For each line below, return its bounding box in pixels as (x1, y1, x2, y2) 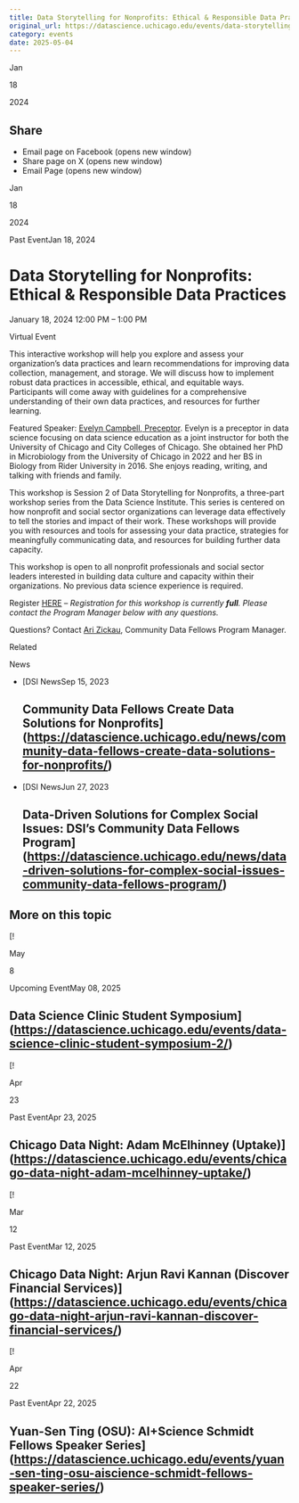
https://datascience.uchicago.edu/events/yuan (13, 1451, 285, 1466)
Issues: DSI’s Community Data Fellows (21, 821, 240, 836)
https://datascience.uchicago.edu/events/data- (13, 1023, 287, 1038)
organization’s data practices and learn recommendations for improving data (9, 358, 290, 368)
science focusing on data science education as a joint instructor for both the (9, 432, 289, 442)
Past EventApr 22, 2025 (9, 1398, 97, 1409)
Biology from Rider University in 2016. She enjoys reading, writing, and (9, 461, 268, 471)
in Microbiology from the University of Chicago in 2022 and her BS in (9, 451, 263, 462)
